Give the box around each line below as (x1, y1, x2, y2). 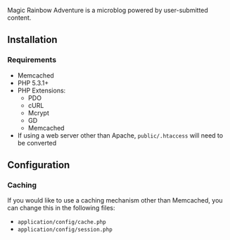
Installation (7, 34, 58, 46)
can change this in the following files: (7, 204, 115, 212)
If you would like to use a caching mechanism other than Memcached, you (7, 196, 223, 205)
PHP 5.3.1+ (17, 78, 49, 87)
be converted (17, 138, 57, 147)
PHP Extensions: (17, 86, 66, 95)
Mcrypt (27, 109, 49, 117)
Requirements (7, 55, 57, 65)
